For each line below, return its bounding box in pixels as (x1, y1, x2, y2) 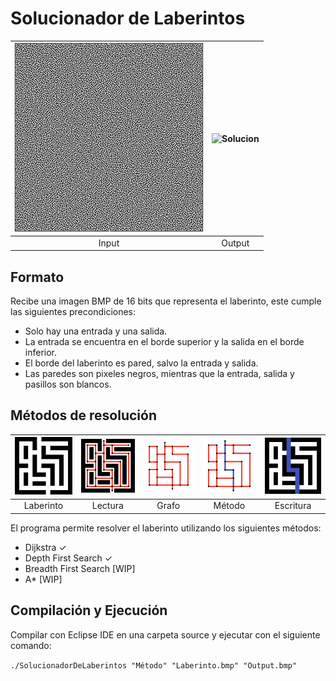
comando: (10, 639, 52, 651)
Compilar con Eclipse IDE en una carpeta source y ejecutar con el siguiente (10, 628, 321, 641)
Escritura (274, 500, 312, 512)
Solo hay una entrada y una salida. (24, 325, 168, 337)
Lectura (91, 500, 124, 512)
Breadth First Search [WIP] (24, 562, 136, 574)
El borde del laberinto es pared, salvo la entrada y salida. (24, 357, 259, 369)
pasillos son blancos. (24, 378, 112, 390)
